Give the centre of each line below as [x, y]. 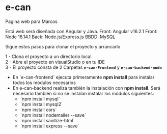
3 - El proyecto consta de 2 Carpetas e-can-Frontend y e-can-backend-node [83, 67]
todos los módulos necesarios [44, 83]
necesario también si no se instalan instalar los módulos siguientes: [83, 93]
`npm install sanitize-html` [47, 120]
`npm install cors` [38, 110]
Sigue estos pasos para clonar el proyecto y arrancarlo [63, 46]
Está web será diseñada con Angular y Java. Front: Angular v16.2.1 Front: [81, 31]
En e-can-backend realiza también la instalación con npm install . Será [86, 88]
